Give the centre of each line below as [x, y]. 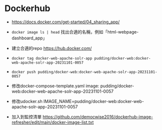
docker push [24, 72]
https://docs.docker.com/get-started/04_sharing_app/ [65, 22]
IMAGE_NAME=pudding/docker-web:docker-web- [94, 101]
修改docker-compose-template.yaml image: [55, 86]
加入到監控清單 [26, 116]
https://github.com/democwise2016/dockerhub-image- [98, 116]
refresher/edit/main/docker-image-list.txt [53, 122]
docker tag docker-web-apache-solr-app [52, 58]
